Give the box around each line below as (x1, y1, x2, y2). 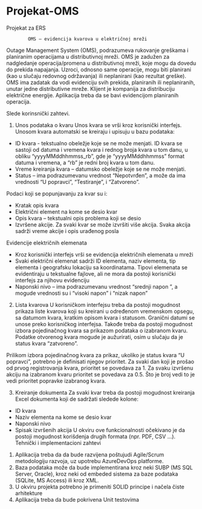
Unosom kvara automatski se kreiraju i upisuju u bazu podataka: (15, 128, 175, 135)
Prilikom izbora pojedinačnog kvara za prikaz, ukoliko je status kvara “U (6, 351, 185, 358)
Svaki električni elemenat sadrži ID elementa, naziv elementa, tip (15, 257, 176, 264)
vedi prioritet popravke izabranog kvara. (6, 377, 106, 384)
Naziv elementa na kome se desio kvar (15, 413, 112, 421)
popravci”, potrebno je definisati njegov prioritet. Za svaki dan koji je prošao (6, 358, 195, 365)
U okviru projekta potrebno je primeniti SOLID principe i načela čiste (15, 483, 184, 490)
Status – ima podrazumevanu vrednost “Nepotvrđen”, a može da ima (15, 171, 186, 179)
